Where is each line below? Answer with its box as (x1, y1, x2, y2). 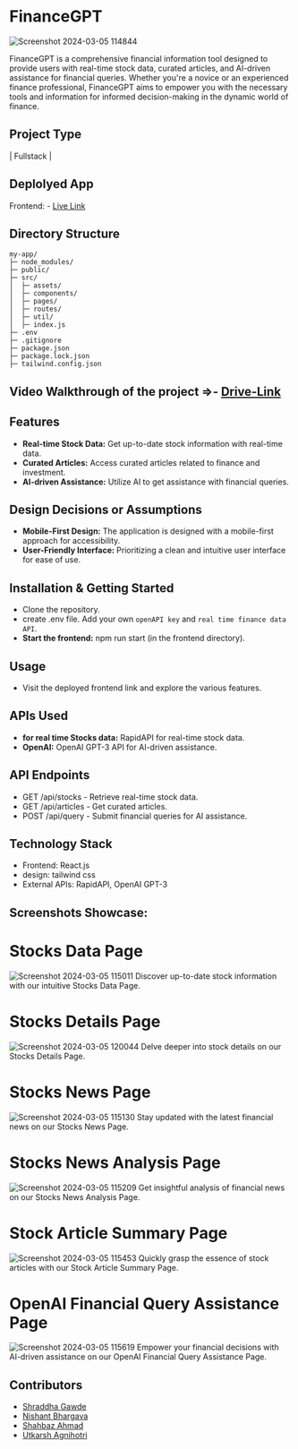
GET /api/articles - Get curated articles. (21, 801, 168, 811)
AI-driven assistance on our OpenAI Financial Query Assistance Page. (9, 1351, 267, 1362)
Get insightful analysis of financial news (138, 1182, 285, 1193)
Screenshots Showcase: (9, 905, 149, 920)
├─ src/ (9, 273, 38, 283)
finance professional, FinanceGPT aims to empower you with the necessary (9, 81, 288, 92)
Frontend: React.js (21, 860, 90, 870)
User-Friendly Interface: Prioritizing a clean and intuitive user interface (21, 544, 286, 556)
